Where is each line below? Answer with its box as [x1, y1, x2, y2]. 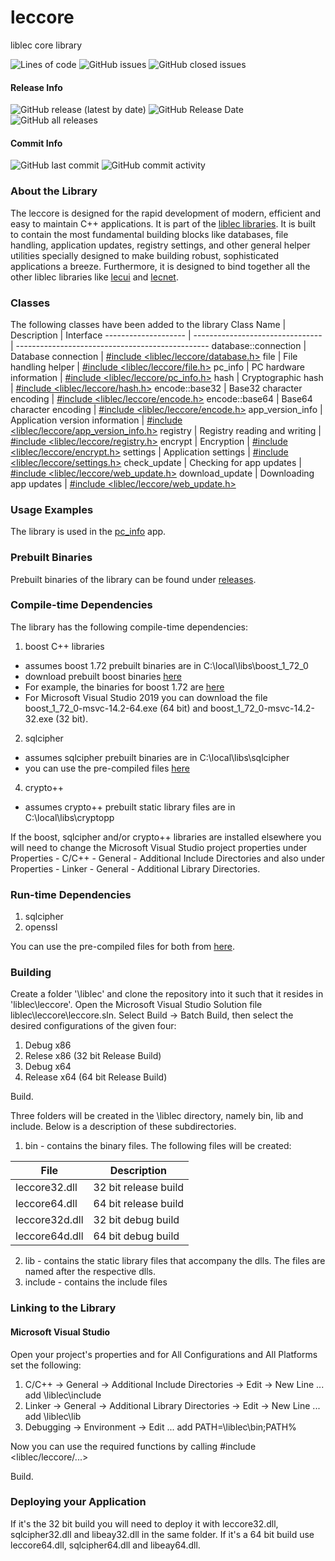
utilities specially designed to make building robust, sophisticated [10, 249, 280, 261]
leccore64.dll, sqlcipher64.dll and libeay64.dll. [10, 1539, 201, 1551]
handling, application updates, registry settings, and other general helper [10, 239, 311, 251]
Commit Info [10, 137, 63, 149]
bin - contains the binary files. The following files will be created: [24, 1140, 292, 1152]
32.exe [24, 712, 54, 725]
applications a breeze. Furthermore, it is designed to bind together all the [10, 260, 311, 272]
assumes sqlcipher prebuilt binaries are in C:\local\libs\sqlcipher [24, 751, 290, 763]
